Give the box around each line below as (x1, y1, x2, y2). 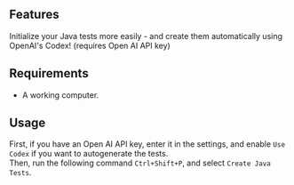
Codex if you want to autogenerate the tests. (9, 149, 169, 159)
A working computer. (21, 89, 99, 101)
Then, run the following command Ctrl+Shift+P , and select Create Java (9, 157, 271, 168)
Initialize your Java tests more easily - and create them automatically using (9, 30, 282, 41)
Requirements (9, 66, 89, 81)
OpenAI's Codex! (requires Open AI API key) (9, 40, 171, 51)
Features (9, 7, 60, 22)
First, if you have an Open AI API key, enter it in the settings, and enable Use (9, 139, 286, 149)
